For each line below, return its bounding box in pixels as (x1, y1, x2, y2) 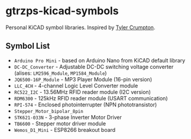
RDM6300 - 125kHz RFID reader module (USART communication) (14, 94, 168, 102)
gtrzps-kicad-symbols (5, 4, 119, 18)
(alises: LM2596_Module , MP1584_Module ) (14, 69, 107, 77)
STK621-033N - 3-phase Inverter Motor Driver (14, 113, 122, 121)
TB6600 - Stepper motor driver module (14, 120, 106, 127)
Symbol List (5, 41, 50, 51)
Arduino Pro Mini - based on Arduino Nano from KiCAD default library (14, 56, 186, 64)
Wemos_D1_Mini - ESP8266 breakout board (14, 126, 116, 133)
